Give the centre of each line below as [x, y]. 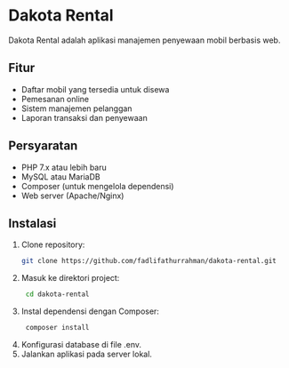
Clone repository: [53, 244]
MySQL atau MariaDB [60, 176]
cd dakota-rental [57, 294]
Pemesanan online [55, 99]
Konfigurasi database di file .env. [81, 344]
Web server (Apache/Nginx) [72, 196]
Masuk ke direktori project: [70, 278]
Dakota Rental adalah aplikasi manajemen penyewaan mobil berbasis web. [144, 40]
